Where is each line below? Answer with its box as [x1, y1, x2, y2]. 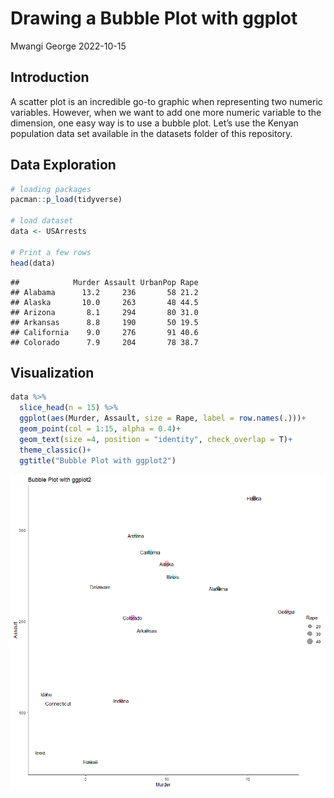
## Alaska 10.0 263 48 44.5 [10, 297, 199, 307]
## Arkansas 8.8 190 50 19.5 [10, 317, 199, 327]
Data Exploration [10, 157, 117, 174]
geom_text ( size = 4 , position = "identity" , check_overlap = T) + [19, 434, 293, 444]
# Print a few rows [10, 247, 92, 257]
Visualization [10, 364, 95, 381]
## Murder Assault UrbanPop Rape [10, 277, 199, 287]
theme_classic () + [19, 445, 92, 455]
